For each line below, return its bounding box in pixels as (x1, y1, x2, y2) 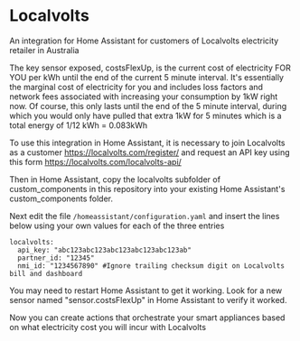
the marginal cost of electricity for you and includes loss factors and (9, 81, 264, 92)
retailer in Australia (9, 44, 80, 55)
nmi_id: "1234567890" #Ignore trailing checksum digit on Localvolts (17, 261, 285, 271)
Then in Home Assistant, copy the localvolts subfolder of (9, 173, 221, 185)
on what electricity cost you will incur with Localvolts (9, 321, 206, 332)
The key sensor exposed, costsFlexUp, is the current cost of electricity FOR (9, 62, 291, 73)
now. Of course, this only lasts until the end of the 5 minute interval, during (9, 100, 287, 111)
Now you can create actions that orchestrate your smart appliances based (9, 312, 286, 323)
